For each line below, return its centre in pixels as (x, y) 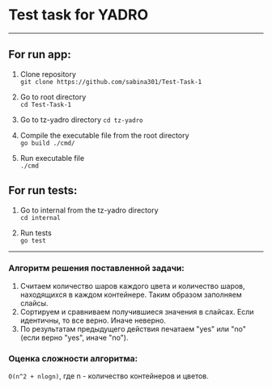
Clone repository (48, 74)
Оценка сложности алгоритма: (73, 358)
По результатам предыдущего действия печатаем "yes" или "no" (133, 328)
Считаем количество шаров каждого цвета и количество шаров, (132, 285)
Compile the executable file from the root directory (104, 135)
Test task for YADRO (79, 15)
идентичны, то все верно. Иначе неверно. (93, 320)
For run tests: (43, 190)
